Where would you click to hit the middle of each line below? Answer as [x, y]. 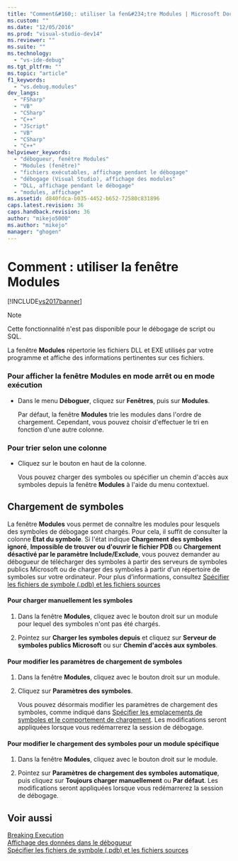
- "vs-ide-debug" [39, 60]
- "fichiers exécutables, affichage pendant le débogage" [101, 172]
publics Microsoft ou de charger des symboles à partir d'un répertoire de [114, 569]
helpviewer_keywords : [39, 153]
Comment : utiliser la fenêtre [93, 267]
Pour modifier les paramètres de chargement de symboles [95, 662]
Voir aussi [30, 818]
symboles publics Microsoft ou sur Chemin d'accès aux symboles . [118, 645]
